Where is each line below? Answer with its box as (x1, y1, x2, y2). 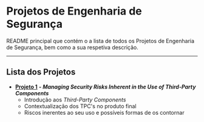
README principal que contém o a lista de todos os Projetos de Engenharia (6, 37, 195, 44)
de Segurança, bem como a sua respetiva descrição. (6, 44, 138, 51)
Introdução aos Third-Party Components (24, 96, 126, 103)
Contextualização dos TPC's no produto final (24, 102, 137, 110)
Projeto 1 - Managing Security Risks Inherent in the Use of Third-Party (15, 83, 196, 90)
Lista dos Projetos (6, 67, 76, 77)
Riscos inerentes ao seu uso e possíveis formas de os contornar (24, 109, 185, 116)
